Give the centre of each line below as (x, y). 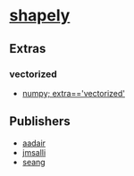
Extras (28, 49)
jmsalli (34, 152)
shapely (40, 16)
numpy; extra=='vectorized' (73, 93)
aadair (34, 143)
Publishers (40, 122)
